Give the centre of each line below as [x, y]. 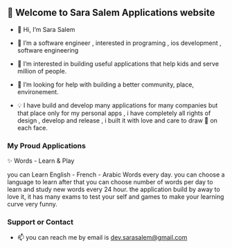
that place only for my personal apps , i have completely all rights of [114, 113]
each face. [33, 127]
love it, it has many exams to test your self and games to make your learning [116, 197]
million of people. [42, 71]
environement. [38, 91]
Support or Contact [41, 222]
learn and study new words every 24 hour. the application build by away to [114, 189]
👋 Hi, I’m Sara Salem [46, 29]
